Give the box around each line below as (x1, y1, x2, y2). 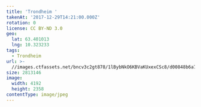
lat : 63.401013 (11, 36, 50, 42)
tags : (6, 48, 20, 53)
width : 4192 (11, 81, 42, 87)
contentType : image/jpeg (6, 92, 68, 97)
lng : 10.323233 (11, 42, 50, 48)
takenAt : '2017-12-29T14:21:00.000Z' (6, 14, 100, 20)
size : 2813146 (6, 70, 42, 75)
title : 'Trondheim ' (6, 8, 58, 15)
